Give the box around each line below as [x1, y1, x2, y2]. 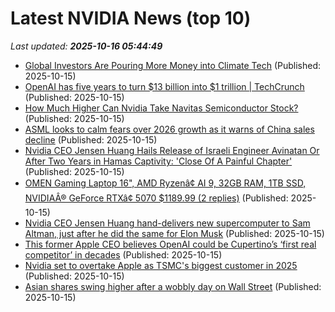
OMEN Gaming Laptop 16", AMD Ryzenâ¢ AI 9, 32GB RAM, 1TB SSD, [24, 177, 307, 189]
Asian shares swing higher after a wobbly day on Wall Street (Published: [24, 280, 322, 292]
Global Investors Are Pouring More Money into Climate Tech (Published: [24, 59, 322, 71]
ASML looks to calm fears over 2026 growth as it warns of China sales [24, 123, 315, 135]
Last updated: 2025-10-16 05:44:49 [10, 40, 163, 52]
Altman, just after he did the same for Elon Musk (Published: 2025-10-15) [24, 227, 325, 239]
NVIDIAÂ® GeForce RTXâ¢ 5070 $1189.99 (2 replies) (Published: [24, 192, 289, 204]
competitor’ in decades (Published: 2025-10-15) [24, 248, 223, 261]
